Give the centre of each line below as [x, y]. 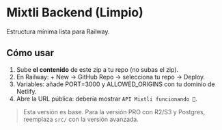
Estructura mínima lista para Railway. [58, 31]
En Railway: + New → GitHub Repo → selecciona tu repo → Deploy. [111, 77]
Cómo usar [30, 53]
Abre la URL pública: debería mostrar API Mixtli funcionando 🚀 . [107, 99]
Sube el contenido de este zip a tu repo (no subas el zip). [97, 69]
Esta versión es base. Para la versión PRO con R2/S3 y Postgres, [114, 112]
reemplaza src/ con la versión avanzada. [81, 119]
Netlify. [26, 91]
